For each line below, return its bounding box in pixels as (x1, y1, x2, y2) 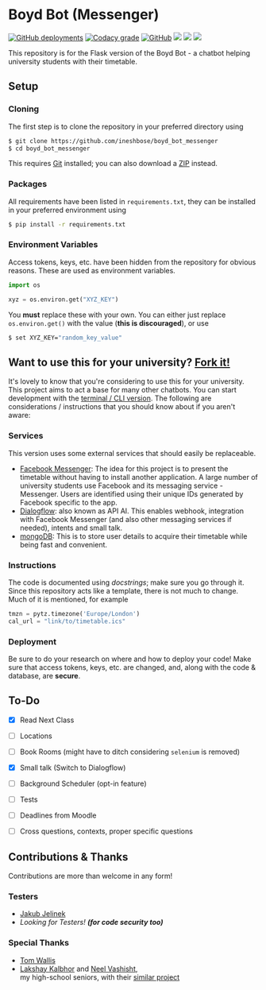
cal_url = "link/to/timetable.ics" (8, 617, 126, 625)
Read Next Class (19, 715, 75, 725)
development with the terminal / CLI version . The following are (8, 393, 212, 403)
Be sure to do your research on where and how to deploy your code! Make (8, 654, 252, 663)
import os (8, 280, 41, 289)
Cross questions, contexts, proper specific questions (19, 826, 193, 836)
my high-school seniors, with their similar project (19, 972, 180, 982)
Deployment (8, 636, 57, 647)
